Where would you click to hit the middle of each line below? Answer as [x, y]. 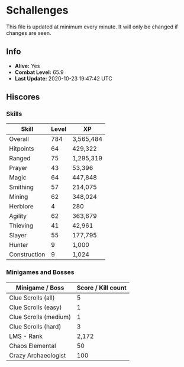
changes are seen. [29, 33]
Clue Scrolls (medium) [40, 317]
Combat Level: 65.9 [39, 72]
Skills [14, 114]
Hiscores [23, 97]
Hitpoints [22, 149]
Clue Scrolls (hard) [35, 326]
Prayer [18, 168]
